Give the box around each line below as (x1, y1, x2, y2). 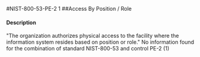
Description (6, 19, 37, 26)
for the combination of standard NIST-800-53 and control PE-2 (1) (6, 45, 169, 52)
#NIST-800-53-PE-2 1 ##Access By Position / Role (6, 5, 132, 12)
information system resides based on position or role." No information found (6, 38, 195, 46)
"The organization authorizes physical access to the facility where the (6, 32, 179, 40)
